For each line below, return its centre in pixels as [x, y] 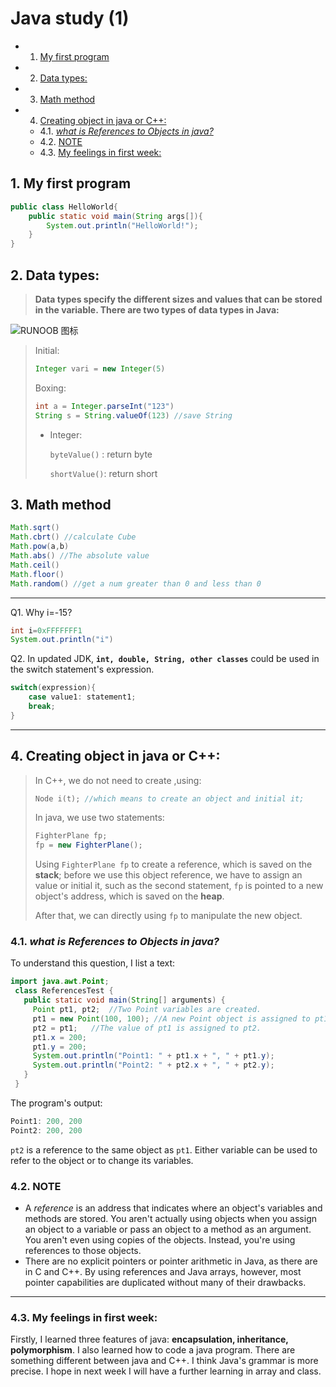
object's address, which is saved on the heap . [129, 896]
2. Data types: [55, 275]
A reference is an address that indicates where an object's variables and [173, 1208]
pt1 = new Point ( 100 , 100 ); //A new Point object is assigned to [171, 1018]
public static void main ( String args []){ [115, 216]
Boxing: [50, 388]
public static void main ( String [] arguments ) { [124, 1000]
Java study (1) [70, 18]
